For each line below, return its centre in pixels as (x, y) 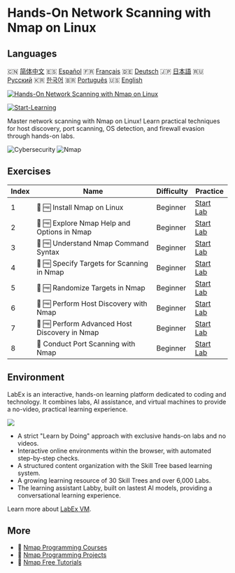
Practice (209, 191)
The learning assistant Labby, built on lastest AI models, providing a (115, 488)
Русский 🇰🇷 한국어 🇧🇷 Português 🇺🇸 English (75, 80)
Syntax (48, 252)
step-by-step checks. (48, 458)
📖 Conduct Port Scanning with (86, 344)
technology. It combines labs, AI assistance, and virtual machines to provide (117, 402)
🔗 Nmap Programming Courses (62, 548)
